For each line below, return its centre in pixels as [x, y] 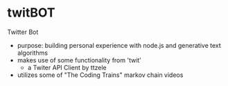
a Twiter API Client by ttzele [67, 67]
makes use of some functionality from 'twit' [79, 60]
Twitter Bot [23, 32]
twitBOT [31, 13]
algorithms [33, 53]
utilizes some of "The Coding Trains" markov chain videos [100, 75]
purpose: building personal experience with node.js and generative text [119, 45]
